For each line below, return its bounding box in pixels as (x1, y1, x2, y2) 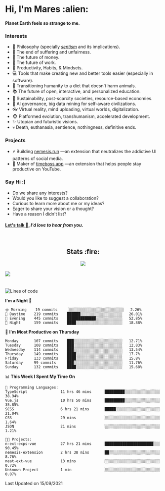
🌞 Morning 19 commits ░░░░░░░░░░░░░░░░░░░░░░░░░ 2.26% (5, 307, 142, 312)
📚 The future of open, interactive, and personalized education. (12, 88, 141, 95)
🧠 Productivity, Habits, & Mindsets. (12, 65, 83, 71)
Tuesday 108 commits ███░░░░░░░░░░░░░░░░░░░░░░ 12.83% (5, 343, 142, 348)
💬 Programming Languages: (5, 385, 58, 390)
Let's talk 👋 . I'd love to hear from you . (5, 222, 83, 228)
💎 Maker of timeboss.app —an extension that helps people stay (12, 161, 142, 167)
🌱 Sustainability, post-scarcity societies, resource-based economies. (12, 96, 153, 102)
